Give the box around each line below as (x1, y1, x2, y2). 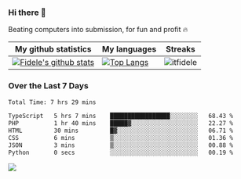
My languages (101, 44, 157, 55)
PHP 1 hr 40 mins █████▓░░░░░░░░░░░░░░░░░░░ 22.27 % (8, 120, 234, 127)
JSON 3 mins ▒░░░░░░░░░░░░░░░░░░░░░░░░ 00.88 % (8, 141, 234, 149)
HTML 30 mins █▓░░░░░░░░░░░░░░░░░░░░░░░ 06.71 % (8, 127, 234, 135)
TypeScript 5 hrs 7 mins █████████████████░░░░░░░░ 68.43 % (8, 113, 234, 120)
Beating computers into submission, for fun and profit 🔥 (8, 25, 188, 34)
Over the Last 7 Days (8, 81, 89, 91)
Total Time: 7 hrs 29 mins (8, 98, 97, 106)
